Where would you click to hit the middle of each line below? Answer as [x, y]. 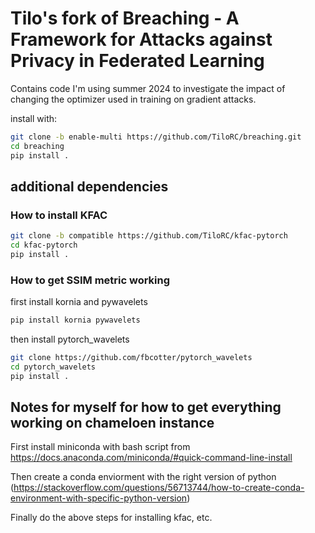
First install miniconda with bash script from [100, 447]
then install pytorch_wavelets [70, 339]
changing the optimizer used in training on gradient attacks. [133, 99]
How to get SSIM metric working [90, 280]
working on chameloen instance [112, 423]
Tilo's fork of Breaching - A [125, 18]
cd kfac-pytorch [44, 245]
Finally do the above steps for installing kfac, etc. [111, 518]
